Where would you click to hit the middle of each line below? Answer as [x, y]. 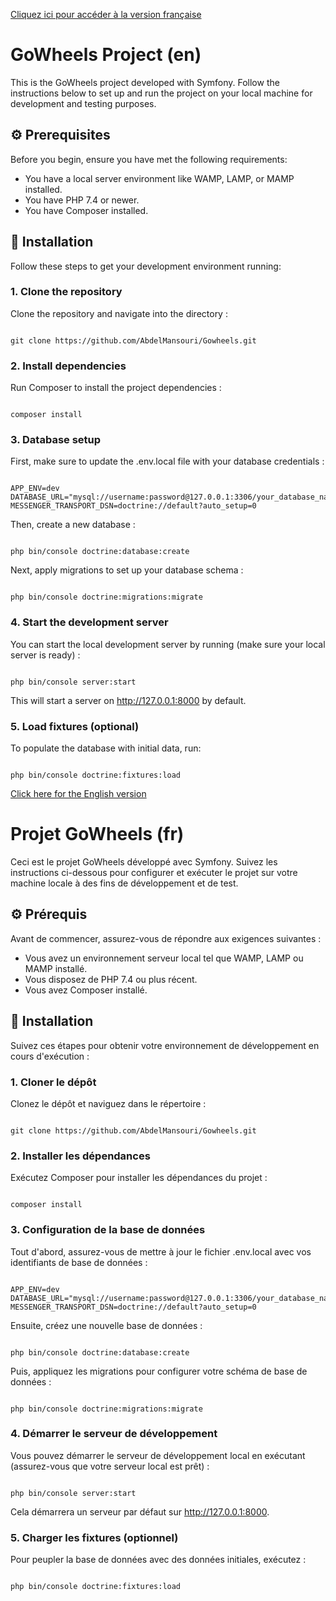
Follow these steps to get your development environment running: [146, 266]
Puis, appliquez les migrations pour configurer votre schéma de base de [159, 1371]
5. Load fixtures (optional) [75, 726]
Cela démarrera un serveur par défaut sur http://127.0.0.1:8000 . [140, 1511]
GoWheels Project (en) [106, 55]
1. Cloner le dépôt [53, 1082]
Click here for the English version [78, 794]
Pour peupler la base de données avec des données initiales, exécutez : [158, 1560]
